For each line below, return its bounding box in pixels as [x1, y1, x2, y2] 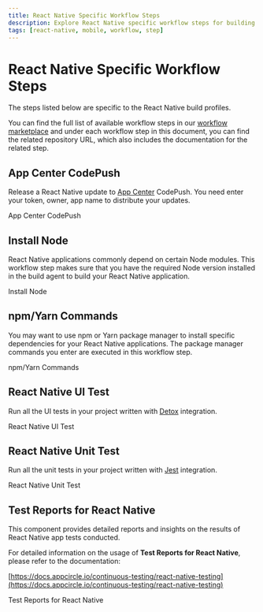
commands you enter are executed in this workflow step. [8, 347, 193, 356]
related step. [8, 144, 50, 153]
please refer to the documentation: [8, 557, 120, 566]
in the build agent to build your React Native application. [8, 271, 191, 281]
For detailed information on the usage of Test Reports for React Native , [8, 548, 241, 558]
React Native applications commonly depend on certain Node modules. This [8, 254, 255, 264]
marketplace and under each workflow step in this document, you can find [8, 127, 250, 136]
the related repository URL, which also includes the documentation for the [8, 135, 248, 144]
